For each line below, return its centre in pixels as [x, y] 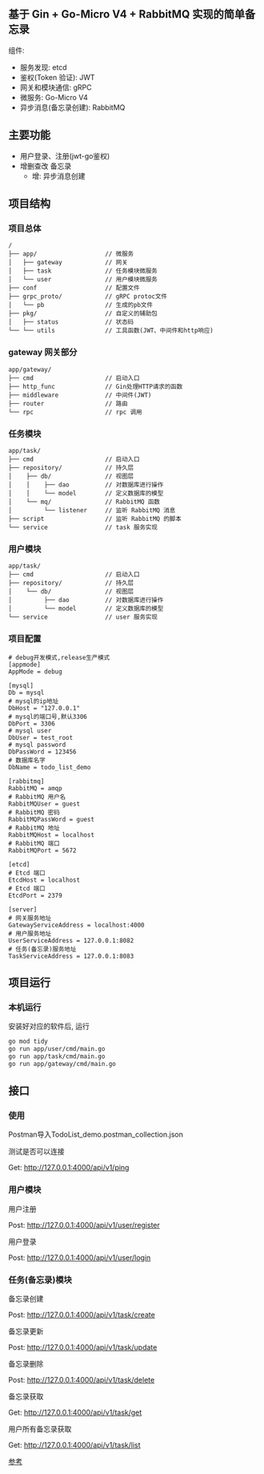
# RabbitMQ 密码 [34, 812]
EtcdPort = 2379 [35, 895]
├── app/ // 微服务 [71, 254]
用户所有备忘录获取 [40, 1428]
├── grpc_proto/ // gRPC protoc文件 [88, 297]
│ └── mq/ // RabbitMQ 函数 [84, 502]
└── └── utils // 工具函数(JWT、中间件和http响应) [111, 331]
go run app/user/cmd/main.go [57, 1049]
